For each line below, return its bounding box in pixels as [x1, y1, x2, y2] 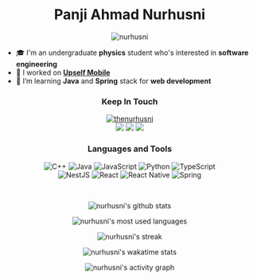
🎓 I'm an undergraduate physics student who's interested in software [15, 48, 249, 57]
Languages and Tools [87, 143, 173, 154]
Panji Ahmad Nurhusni [54, 6, 205, 24]
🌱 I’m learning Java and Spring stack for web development [15, 76, 212, 85]
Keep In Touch [101, 95, 158, 107]
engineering [15, 59, 58, 68]
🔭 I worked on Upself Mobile [15, 68, 111, 77]
